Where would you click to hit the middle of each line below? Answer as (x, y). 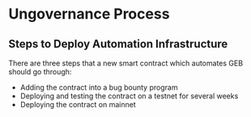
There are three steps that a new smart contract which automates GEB (126, 63)
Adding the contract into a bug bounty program (99, 87)
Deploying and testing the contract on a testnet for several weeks (129, 96)
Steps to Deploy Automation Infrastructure (118, 44)
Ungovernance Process (89, 14)
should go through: (40, 72)
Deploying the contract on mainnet (78, 104)
